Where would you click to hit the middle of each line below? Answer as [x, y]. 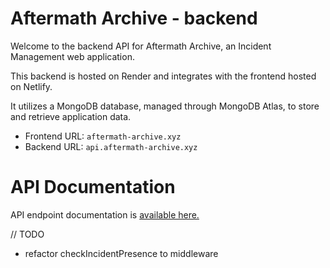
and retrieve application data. [71, 116]
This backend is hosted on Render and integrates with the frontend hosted [163, 76]
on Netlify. [31, 86]
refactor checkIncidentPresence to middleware [121, 253]
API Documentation [93, 187]
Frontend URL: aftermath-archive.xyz [103, 136]
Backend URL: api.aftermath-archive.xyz [111, 146]
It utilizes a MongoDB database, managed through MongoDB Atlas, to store [165, 106]
